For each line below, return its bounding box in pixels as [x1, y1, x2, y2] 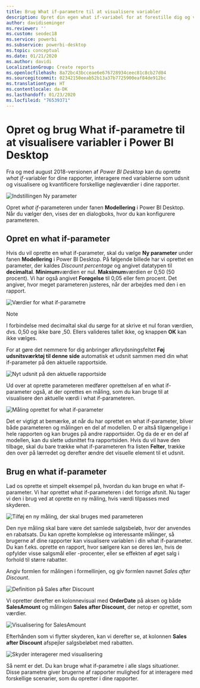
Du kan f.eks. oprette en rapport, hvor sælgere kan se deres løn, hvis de [6, 543, 183, 551]
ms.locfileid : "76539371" [6, 97, 70, 103]
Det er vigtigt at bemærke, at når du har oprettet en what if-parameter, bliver [6, 418, 193, 425]
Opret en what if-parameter [6, 234, 110, 244]
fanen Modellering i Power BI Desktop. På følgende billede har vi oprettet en [6, 256, 194, 263]
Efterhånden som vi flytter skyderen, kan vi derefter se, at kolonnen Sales [6, 633, 187, 640]
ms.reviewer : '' [6, 25, 46, 32]
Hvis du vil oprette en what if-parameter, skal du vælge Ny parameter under [6, 250, 193, 257]
